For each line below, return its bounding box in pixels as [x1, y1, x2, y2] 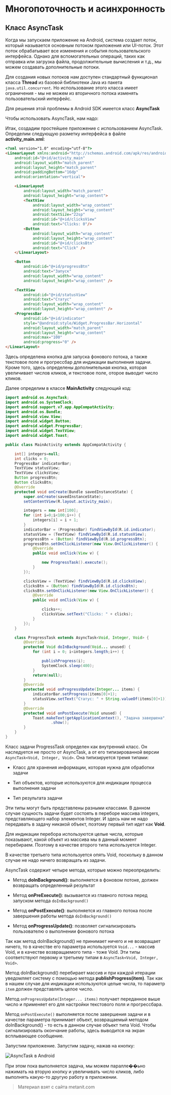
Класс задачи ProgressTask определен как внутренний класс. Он [5, 743, 148, 750]
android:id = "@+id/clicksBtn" [32, 240, 95, 245]
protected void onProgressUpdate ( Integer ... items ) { [23, 687, 140, 692]
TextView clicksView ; [14, 470, 60, 476]
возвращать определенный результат [12, 882, 95, 888]
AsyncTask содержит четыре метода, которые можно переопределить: [5, 867, 161, 873]
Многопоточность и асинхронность [5, 3, 165, 15]
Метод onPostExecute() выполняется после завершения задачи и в [5, 1011, 151, 1017]
